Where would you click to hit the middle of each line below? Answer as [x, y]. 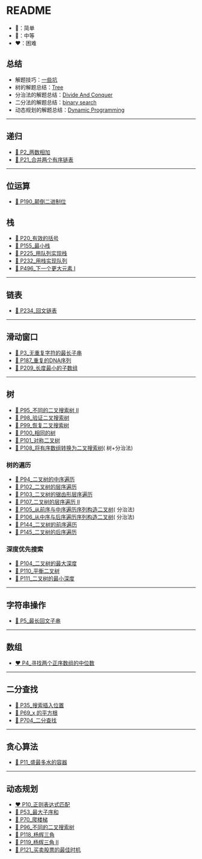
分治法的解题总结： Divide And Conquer [64, 95]
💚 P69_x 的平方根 [36, 712]
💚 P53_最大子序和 [37, 812]
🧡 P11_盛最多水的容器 [41, 762]
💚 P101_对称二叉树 [37, 440]
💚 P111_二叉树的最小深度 [45, 579]
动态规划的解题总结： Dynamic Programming [70, 110]
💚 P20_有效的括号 [37, 238]
